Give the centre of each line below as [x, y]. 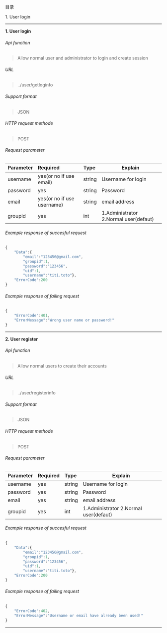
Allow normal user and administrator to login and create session [83, 58]
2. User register [22, 339]
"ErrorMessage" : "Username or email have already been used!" [79, 616]
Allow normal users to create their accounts [62, 366]
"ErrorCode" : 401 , [32, 316]
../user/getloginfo [35, 85]
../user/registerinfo [36, 393]
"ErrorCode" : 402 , [32, 611]
